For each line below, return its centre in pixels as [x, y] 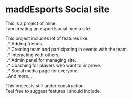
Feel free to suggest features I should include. [53, 91]
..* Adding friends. [25, 43]
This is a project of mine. [31, 23]
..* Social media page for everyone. [42, 70]
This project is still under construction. [45, 86]
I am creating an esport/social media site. [48, 28]
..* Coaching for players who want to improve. [53, 65]
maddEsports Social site [57, 9]
